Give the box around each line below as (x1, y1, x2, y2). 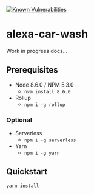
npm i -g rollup (24, 101, 65, 108)
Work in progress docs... (6, 47, 68, 54)
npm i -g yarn (24, 150, 60, 157)
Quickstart (6, 166, 48, 177)
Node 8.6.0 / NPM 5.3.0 (15, 81, 74, 88)
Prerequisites (6, 65, 58, 76)
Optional (6, 116, 32, 124)
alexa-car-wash (6, 27, 89, 41)
